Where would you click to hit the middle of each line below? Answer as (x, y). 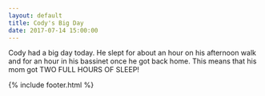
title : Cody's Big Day (46, 23)
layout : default (35, 15)
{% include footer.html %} (51, 85)
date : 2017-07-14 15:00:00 (53, 30)
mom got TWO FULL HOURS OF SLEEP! (74, 70)
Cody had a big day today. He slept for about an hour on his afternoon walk (132, 53)
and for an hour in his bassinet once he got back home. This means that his (132, 61)
